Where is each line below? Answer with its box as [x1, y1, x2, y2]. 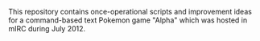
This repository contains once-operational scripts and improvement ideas [8, 7, 252, 16]
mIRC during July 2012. [8, 24, 86, 33]
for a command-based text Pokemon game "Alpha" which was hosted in [8, 15, 248, 25]
